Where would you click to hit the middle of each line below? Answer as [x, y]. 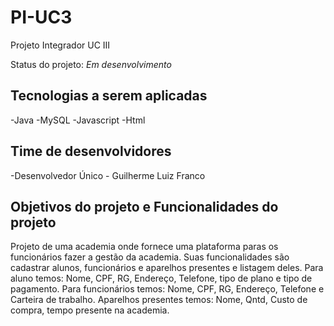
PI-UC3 [41, 17]
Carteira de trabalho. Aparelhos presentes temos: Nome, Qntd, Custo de [159, 300]
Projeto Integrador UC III [60, 45]
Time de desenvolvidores [91, 151]
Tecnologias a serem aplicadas [109, 96]
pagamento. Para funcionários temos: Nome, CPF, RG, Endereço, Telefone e [167, 289]
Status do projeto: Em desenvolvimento [91, 64]
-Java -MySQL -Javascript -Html [78, 120]
